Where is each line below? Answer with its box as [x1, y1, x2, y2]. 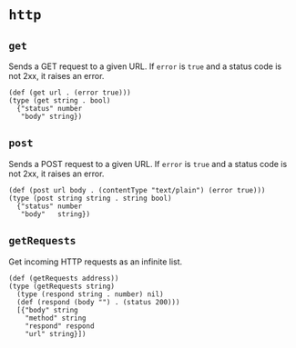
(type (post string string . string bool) [8, 194, 172, 203]
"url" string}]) [25, 329, 87, 338]
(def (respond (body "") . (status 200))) [16, 297, 180, 306]
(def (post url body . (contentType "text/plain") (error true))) [8, 185, 266, 194]
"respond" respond [25, 321, 95, 331]
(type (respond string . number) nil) [16, 289, 165, 299]
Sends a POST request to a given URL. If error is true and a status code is [8, 158, 288, 169]
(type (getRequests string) [8, 282, 116, 291]
